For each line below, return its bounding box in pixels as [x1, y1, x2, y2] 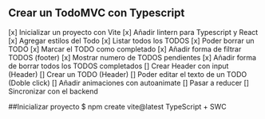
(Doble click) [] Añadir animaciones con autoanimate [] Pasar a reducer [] [8, 78, 250, 87]
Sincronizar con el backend [8, 86, 98, 96]
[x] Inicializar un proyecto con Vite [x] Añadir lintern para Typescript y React [8, 27, 259, 36]
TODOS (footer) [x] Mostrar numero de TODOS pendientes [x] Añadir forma [8, 52, 257, 62]
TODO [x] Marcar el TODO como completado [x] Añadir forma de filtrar [8, 44, 242, 54]
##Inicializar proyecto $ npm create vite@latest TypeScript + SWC [8, 102, 227, 111]
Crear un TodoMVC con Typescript [8, 6, 185, 20]
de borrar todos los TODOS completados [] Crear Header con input [8, 61, 229, 71]
